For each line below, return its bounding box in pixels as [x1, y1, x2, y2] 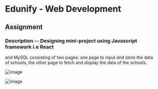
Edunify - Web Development [5, 3, 122, 15]
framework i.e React [5, 43, 54, 50]
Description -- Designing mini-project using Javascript [5, 37, 138, 44]
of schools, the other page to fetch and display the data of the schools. [5, 59, 147, 65]
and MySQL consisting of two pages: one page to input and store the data [5, 54, 153, 60]
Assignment [5, 23, 43, 31]
